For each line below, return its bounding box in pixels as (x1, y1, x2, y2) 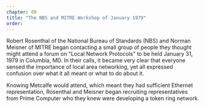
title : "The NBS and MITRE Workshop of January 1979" (6, 15, 147, 21)
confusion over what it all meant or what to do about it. (6, 70, 144, 77)
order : (6, 20, 23, 26)
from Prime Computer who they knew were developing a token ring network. (6, 94, 199, 102)
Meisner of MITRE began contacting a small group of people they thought (6, 44, 192, 51)
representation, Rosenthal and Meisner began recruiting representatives (6, 88, 188, 96)
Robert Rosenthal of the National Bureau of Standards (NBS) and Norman (6, 37, 191, 45)
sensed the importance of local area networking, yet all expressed (6, 63, 173, 71)
